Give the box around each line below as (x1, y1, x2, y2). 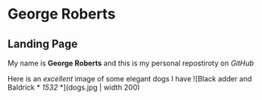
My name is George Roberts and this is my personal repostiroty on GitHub (7, 58, 255, 68)
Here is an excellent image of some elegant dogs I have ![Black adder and (7, 74, 252, 83)
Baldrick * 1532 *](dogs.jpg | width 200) (7, 82, 140, 92)
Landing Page (7, 37, 78, 51)
